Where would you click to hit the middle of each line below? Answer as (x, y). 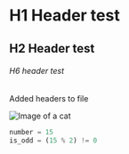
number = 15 (31, 132)
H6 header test (37, 71)
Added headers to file (49, 98)
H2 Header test (52, 49)
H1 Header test (64, 16)
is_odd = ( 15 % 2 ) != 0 (53, 140)
